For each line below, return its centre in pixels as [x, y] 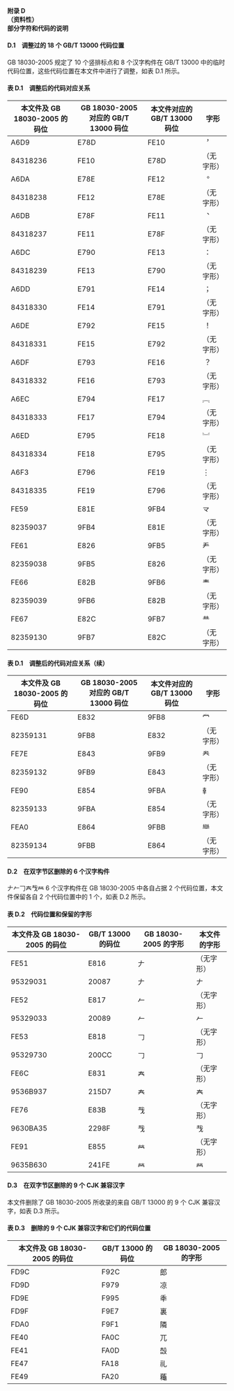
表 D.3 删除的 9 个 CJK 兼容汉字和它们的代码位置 [79, 1228]
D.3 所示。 [48, 1211]
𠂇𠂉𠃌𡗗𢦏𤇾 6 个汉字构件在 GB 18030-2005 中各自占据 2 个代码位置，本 [112, 888]
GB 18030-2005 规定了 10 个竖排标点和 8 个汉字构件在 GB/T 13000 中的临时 [116, 62]
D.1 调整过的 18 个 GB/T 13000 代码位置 [66, 45]
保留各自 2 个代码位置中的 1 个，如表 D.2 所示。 [81, 897]
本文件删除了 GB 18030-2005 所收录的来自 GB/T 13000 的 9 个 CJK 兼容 [111, 1202]
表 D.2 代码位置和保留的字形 [50, 914]
